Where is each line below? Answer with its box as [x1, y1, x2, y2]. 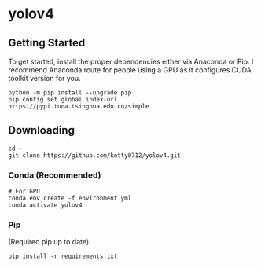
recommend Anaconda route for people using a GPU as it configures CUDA [8, 65, 252, 75]
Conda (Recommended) [8, 170, 101, 181]
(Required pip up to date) [8, 237, 90, 247]
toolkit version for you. [8, 74, 81, 83]
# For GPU [8, 188, 41, 196]
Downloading [8, 123, 75, 138]
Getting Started [8, 36, 86, 50]
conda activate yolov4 [8, 201, 83, 209]
